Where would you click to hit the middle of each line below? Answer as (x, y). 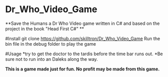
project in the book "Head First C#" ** (45, 28)
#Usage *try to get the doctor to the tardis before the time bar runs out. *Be (84, 54)
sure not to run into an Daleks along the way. (52, 59)
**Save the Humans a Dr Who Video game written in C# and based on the (82, 23)
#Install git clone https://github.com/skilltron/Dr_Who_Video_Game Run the (83, 38)
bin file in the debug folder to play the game (51, 44)
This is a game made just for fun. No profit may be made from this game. (82, 69)
